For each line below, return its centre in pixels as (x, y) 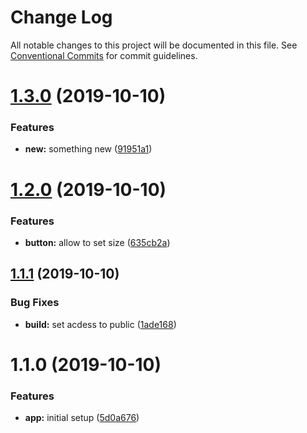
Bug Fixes (35, 303)
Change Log (61, 17)
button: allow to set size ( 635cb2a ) (97, 242)
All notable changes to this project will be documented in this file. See (154, 45)
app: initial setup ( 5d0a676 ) (82, 418)
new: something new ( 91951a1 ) (88, 149)
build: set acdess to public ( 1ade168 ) (100, 324)
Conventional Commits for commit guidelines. (104, 55)
